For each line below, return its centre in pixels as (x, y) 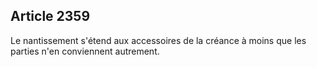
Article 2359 (50, 16)
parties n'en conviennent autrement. (85, 51)
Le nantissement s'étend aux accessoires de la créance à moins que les (158, 40)
